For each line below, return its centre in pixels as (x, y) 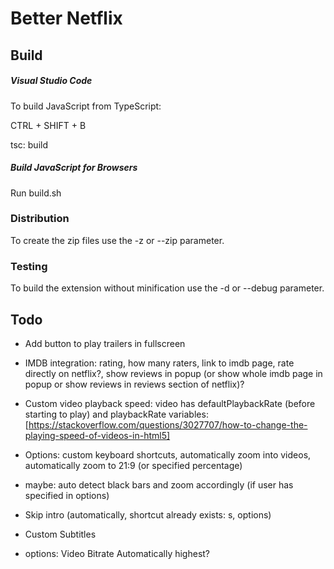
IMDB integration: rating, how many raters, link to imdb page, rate (159, 363)
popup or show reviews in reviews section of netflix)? (134, 384)
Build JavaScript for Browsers (74, 168)
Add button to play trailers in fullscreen (105, 343)
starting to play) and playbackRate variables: (116, 414)
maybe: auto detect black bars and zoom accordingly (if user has (159, 484)
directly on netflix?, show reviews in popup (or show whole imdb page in (173, 373)
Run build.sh (36, 193)
